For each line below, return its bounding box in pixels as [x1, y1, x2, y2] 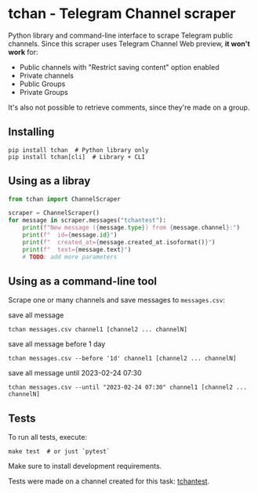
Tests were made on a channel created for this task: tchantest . [8, 477, 210, 486]
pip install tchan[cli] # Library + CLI [8, 153, 146, 161]
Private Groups [19, 87, 68, 96]
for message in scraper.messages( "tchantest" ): [8, 216, 167, 224]
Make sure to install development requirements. [8, 462, 162, 471]
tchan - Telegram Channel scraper [8, 5, 236, 23]
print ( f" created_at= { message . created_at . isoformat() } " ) [22, 238, 216, 246]
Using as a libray [8, 174, 91, 188]
